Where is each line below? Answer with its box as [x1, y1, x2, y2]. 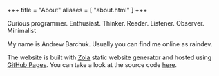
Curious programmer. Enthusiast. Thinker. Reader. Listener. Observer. [7, 19, 205, 27]
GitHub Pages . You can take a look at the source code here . [7, 61, 178, 68]
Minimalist [7, 27, 37, 35]
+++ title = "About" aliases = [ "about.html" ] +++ [7, 6, 147, 14]
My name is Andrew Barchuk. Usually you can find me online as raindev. [7, 40, 213, 48]
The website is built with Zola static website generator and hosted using [7, 53, 212, 61]
